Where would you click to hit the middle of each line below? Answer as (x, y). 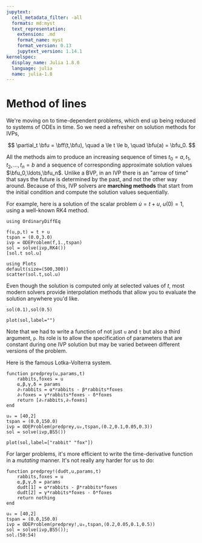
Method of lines (46, 104)
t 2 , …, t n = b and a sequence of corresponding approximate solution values (99, 165)
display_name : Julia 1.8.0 (46, 62)
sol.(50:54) (21, 535)
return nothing (36, 498)
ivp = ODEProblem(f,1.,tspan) (44, 242)
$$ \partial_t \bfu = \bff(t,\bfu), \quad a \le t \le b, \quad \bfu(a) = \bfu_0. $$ (102, 145)
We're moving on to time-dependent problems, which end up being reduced (101, 121)
